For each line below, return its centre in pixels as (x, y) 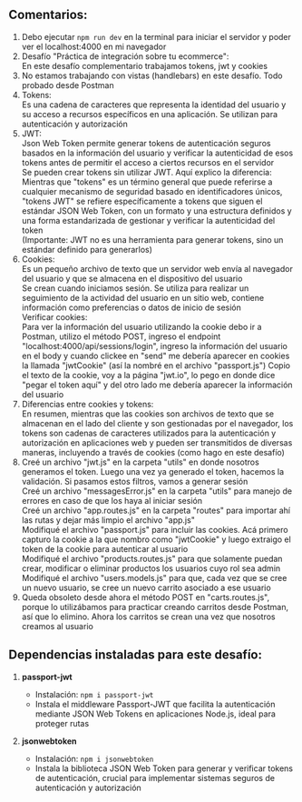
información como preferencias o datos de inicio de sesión (132, 307)
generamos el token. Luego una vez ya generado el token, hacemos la (153, 471)
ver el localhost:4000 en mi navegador (94, 46)
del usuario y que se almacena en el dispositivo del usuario (132, 278)
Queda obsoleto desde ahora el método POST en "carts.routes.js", (145, 597)
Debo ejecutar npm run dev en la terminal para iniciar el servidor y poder (156, 36)
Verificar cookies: (54, 316)
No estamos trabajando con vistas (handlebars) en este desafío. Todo (152, 75)
